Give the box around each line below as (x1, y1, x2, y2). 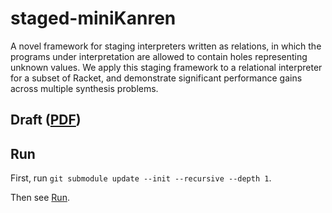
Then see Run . (10, 192, 70, 204)
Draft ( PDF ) (10, 112, 82, 129)
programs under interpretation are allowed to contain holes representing (10, 50, 308, 62)
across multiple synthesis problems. (10, 82, 159, 94)
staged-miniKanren (10, 7, 177, 30)
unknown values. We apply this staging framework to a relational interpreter (10, 61, 323, 73)
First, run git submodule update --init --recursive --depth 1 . (10, 172, 272, 184)
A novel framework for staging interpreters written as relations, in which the (10, 40, 322, 52)
